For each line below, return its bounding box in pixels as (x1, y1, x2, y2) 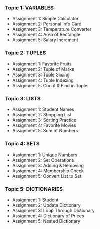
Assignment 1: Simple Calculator (12, 16, 79, 22)
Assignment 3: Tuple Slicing (12, 71, 70, 78)
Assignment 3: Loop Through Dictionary (12, 208, 95, 214)
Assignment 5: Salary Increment (12, 37, 78, 43)
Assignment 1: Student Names (12, 106, 74, 112)
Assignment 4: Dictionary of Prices (12, 213, 84, 219)
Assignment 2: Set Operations (12, 157, 74, 163)
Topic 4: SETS (5, 140, 40, 147)
